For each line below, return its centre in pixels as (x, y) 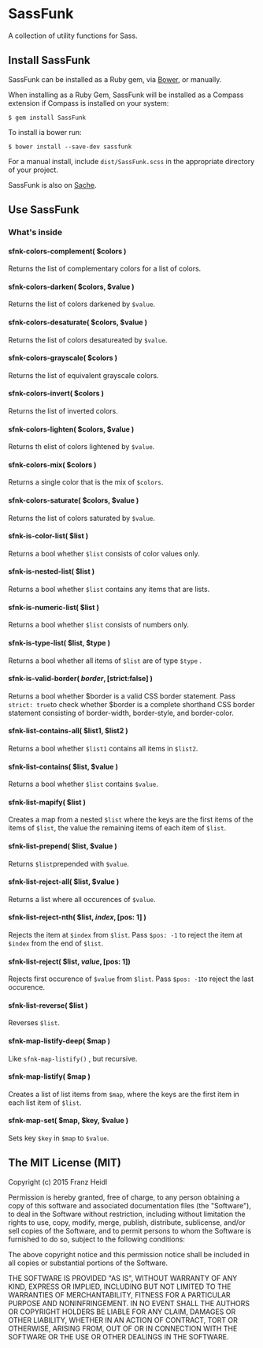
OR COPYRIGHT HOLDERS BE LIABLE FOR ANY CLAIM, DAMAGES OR (122, 1312)
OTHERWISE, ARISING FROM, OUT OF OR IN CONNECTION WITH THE (123, 1328)
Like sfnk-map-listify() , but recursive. (73, 1058)
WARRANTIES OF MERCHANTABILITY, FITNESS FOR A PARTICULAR (119, 1294)
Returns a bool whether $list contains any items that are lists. (109, 590)
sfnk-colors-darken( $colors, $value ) (72, 286)
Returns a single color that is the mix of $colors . (86, 482)
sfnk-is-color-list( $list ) (48, 536)
